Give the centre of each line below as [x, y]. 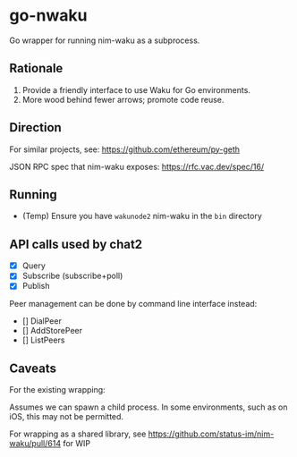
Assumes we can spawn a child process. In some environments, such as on [148, 407]
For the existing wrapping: [57, 390]
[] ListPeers [43, 340]
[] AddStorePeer [52, 331]
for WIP [76, 444]
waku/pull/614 [35, 444]
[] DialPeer [42, 321]
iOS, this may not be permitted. [66, 417]
